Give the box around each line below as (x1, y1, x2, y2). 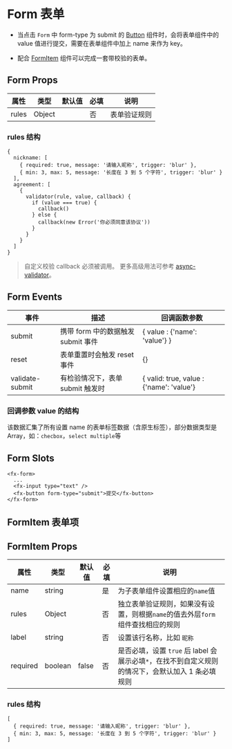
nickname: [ (13, 154, 48, 161)
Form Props (7, 74, 58, 87)
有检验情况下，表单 (59, 373, 123, 383)
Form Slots (7, 452, 55, 464)
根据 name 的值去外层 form (138, 610, 215, 620)
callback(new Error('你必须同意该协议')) (37, 219, 151, 226)
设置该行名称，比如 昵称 (117, 633, 194, 642)
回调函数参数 (161, 313, 203, 323)
